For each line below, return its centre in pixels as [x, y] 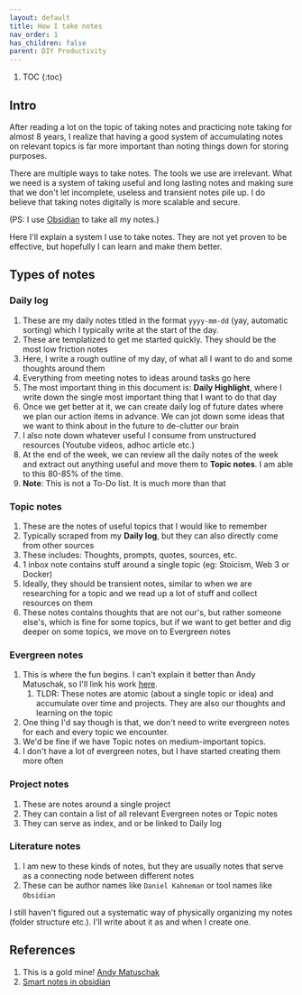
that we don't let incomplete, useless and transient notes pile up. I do [137, 192]
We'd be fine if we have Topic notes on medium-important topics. [144, 742]
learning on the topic [74, 713]
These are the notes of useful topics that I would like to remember [145, 526]
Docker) [37, 574]
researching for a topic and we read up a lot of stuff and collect [140, 593]
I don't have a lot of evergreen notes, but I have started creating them [151, 751]
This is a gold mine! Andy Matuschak [91, 972]
